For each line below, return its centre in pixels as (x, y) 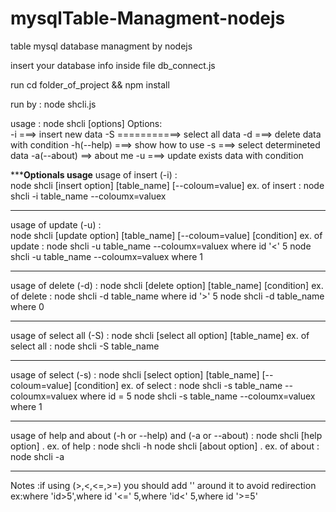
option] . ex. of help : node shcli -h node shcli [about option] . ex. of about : (165, 446)
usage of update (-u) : (56, 224)
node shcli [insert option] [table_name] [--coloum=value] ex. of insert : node (167, 185)
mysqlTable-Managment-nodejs (148, 18)
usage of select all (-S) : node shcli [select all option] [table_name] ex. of (160, 335)
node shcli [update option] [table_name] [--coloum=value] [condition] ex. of (166, 235)
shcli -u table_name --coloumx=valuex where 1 (106, 256)
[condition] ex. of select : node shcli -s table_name (178, 385)
